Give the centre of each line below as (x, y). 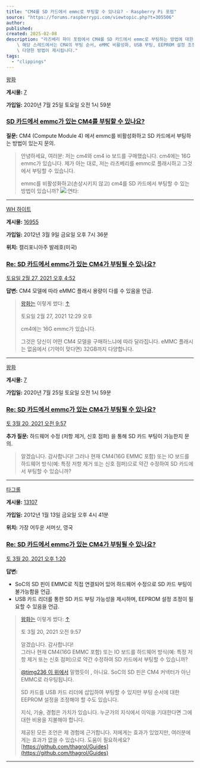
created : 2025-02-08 (32, 34)
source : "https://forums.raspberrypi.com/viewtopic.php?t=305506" (90, 17)
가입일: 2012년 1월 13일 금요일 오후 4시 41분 (57, 515)
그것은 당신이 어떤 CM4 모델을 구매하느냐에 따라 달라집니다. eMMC (99, 342)
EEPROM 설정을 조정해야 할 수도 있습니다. (70, 699)
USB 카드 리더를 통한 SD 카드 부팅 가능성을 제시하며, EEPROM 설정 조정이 (101, 599)
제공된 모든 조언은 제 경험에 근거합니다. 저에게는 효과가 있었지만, (96, 732)
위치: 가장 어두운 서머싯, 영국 (40, 528)
